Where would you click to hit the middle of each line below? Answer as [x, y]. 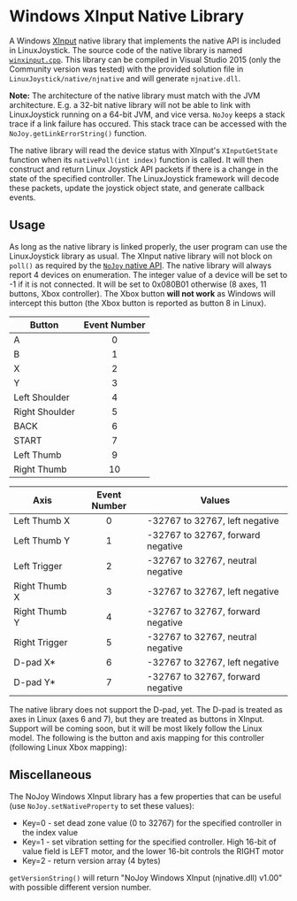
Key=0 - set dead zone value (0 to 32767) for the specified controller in [152, 823]
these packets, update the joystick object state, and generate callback [137, 188]
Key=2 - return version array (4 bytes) [91, 860]
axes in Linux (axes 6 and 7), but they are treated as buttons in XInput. [137, 719]
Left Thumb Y [42, 540]
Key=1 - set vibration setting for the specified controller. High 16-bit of [149, 842]
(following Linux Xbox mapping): [68, 747]
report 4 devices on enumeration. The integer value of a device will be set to [148, 274]
